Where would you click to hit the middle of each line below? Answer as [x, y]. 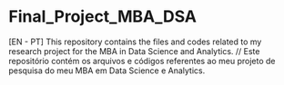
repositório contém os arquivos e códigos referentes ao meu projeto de [142, 61]
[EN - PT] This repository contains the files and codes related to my [135, 42]
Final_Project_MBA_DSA [103, 17]
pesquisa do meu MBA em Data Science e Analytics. [107, 71]
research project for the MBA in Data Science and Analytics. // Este [134, 51]
